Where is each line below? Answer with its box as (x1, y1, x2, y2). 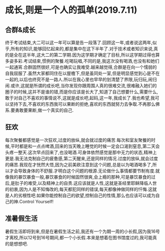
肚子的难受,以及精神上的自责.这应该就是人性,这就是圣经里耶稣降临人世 (15, 180, 157, 186)
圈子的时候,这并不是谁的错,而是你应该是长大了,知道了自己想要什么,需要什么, (5, 89, 159, 94)
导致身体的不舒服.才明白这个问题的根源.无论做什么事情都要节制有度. (18, 168, 156, 174)
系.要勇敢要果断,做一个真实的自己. (5, 107, 74, 113)
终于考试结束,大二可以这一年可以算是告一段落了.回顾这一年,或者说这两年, (5, 40, 153, 45)
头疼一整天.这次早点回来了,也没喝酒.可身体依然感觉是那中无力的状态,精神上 (5, 149, 157, 155)
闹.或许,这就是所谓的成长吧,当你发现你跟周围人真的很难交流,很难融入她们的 (5, 83, 157, 89)
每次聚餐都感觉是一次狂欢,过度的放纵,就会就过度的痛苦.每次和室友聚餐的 (5, 137, 152, 143)
